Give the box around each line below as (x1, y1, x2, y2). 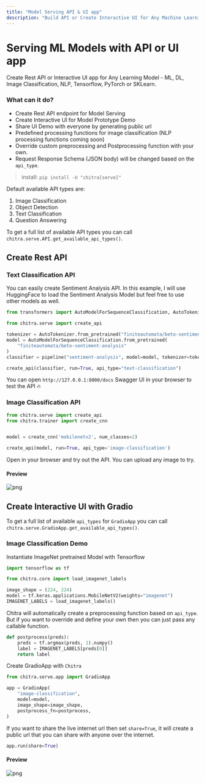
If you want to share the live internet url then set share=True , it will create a (6, 724, 193, 732)
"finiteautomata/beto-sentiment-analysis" (17, 342, 127, 348)
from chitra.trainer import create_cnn (6, 417, 108, 424)
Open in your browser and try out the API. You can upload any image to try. (6, 456, 195, 464)
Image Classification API (6, 398, 81, 406)
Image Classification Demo (6, 539, 88, 548)
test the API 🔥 (6, 383, 41, 390)
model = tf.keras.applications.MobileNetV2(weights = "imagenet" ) (6, 593, 173, 599)
